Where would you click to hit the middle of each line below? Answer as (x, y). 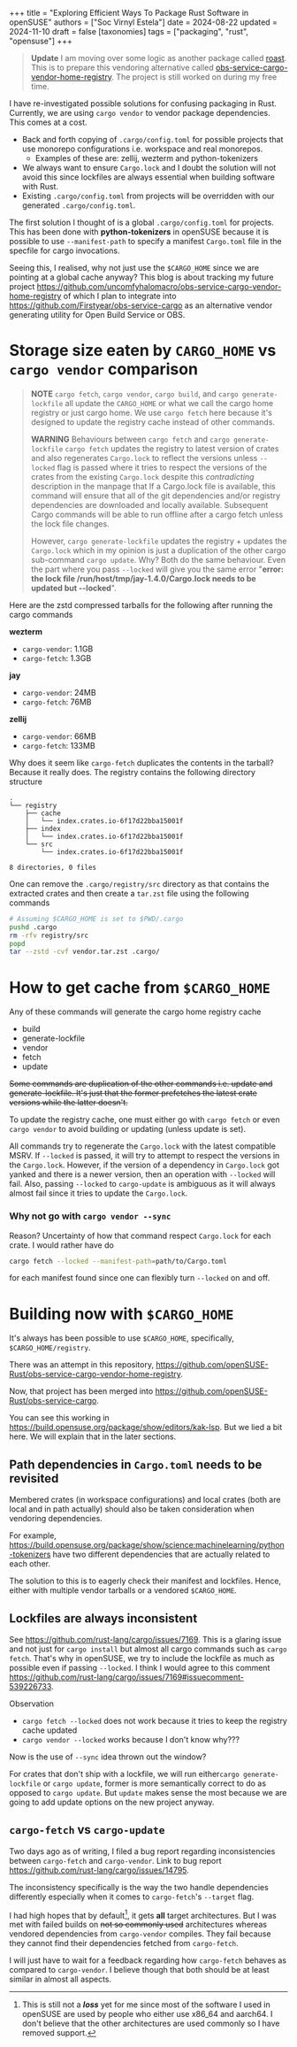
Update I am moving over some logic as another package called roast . (159, 58)
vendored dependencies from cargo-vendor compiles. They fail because (140, 1934)
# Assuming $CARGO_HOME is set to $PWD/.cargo (96, 919)
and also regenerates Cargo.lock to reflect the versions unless (144, 458)
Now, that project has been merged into (81, 1391)
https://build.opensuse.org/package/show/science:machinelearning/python (147, 1545)
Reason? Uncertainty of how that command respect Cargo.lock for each (140, 1235)
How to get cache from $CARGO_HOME (140, 987)
